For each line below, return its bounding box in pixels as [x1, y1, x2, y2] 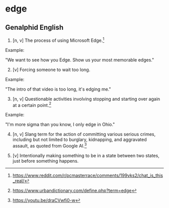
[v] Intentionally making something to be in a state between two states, [12, 152, 159, 159]
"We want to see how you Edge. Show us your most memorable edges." [5, 56, 154, 63]
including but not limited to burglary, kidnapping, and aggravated [12, 136, 147, 143]
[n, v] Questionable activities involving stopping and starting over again [12, 96, 160, 102]
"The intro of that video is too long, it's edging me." [5, 86, 111, 92]
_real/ [12, 177, 25, 184]
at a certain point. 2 [12, 101, 52, 108]
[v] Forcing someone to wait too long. [12, 66, 91, 73]
